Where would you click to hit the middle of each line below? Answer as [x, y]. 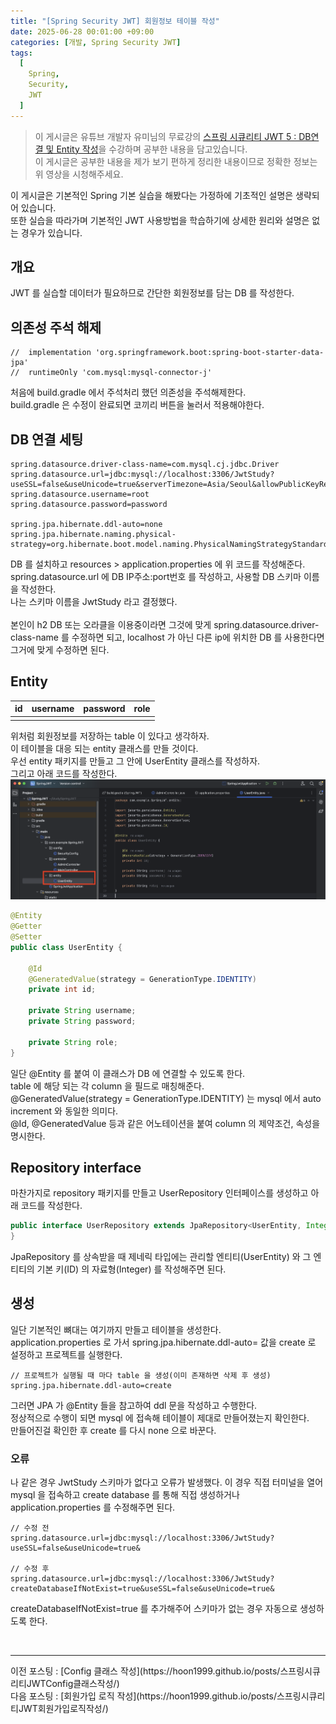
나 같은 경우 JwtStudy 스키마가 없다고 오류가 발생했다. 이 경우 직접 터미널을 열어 [167, 1482]
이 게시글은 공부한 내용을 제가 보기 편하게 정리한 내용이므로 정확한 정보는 [176, 161]
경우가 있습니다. [51, 232]
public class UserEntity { [66, 947]
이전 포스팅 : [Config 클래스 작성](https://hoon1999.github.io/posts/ [145, 1671]
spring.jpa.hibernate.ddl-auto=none [86, 525]
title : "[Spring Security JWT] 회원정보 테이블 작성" [115, 21]
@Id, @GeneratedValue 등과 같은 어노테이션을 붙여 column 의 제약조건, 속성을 [165, 1123]
